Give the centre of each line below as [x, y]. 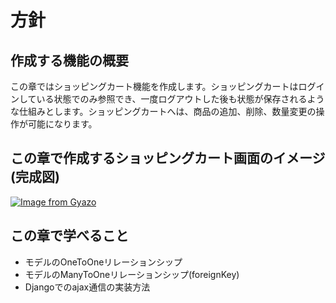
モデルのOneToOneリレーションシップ [103, 262]
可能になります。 [62, 124]
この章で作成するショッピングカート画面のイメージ [168, 158]
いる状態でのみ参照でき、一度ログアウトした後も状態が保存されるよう [180, 99]
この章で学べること [69, 236]
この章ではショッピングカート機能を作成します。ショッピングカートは [154, 86]
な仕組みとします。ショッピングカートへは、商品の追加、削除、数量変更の [163, 111]
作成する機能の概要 [69, 60]
